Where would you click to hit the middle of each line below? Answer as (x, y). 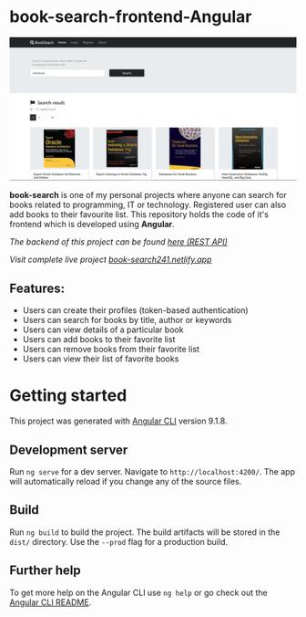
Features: (37, 288)
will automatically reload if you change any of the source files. (126, 481)
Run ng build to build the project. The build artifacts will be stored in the (145, 532)
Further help (46, 571)
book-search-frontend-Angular (131, 17)
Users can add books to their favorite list (99, 340)
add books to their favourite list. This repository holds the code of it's (139, 214)
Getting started (68, 396)
